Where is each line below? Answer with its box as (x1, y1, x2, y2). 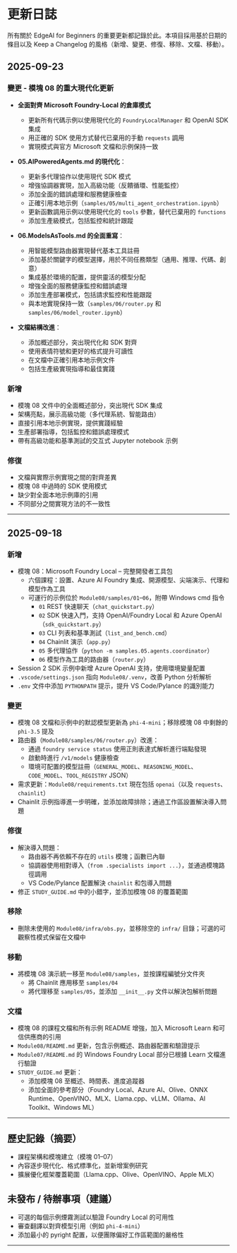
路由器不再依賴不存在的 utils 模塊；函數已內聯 (28, 852, 166, 861)
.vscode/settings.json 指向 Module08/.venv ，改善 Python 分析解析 (17, 672, 212, 681)
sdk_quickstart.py (44, 621, 99, 628)
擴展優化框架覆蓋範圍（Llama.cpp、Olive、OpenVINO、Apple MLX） (17, 1170, 219, 1179)
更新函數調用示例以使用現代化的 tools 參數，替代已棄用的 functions (28, 207, 226, 216)
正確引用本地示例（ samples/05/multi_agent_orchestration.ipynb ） (28, 198, 224, 207)
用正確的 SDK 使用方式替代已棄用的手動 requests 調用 (28, 133, 185, 142)
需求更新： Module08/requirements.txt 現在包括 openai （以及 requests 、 (17, 780, 227, 789)
